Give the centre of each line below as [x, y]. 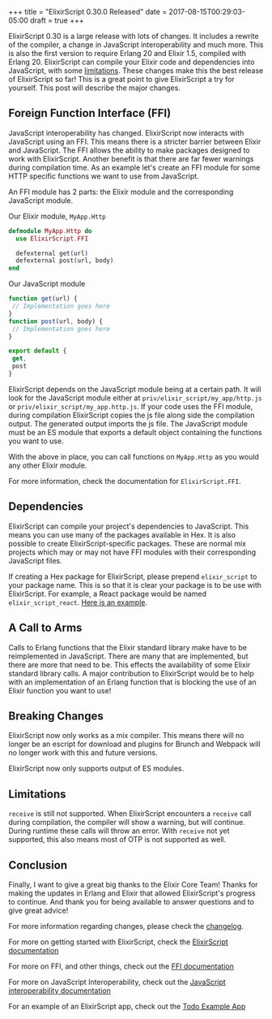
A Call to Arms [45, 628]
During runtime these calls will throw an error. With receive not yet [119, 831]
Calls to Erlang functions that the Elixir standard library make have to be [127, 647]
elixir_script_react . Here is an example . [78, 602]
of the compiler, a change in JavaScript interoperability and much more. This [136, 45]
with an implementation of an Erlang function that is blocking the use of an [132, 682]
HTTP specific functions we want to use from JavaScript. [104, 176]
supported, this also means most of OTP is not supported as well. [117, 840]
